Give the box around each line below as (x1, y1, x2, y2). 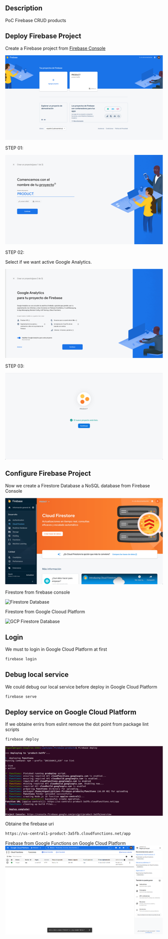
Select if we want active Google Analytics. (5, 259, 92, 265)
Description (5, 4, 42, 13)
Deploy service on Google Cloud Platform (5, 708, 136, 716)
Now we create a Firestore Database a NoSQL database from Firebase (5, 482, 150, 488)
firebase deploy (5, 737, 39, 742)
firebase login (5, 656, 37, 661)
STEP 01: (5, 145, 23, 151)
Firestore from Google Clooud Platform (5, 609, 85, 615)
